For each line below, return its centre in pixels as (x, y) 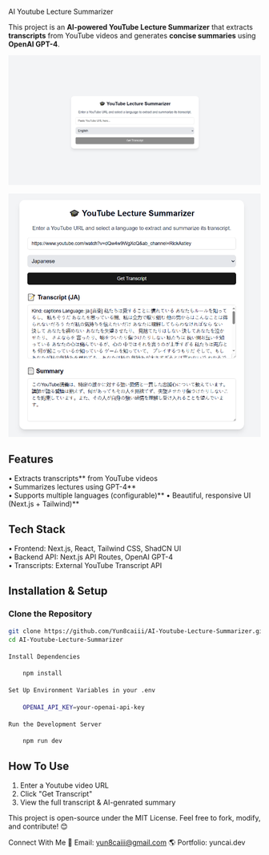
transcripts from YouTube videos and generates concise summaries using (132, 36)
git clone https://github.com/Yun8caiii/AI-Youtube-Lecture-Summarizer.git (137, 631)
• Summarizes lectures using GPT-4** (72, 487)
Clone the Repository (50, 614)
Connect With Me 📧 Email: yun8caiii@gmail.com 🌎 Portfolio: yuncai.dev (127, 843)
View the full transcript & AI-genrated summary (98, 803)
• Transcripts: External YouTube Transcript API (85, 566)
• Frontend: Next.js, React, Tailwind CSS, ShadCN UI (95, 549)
